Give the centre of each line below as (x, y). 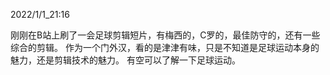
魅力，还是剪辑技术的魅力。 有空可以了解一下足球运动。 (125, 60)
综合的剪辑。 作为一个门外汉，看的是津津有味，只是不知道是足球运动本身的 (165, 47)
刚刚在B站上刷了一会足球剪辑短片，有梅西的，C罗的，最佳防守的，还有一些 (165, 35)
